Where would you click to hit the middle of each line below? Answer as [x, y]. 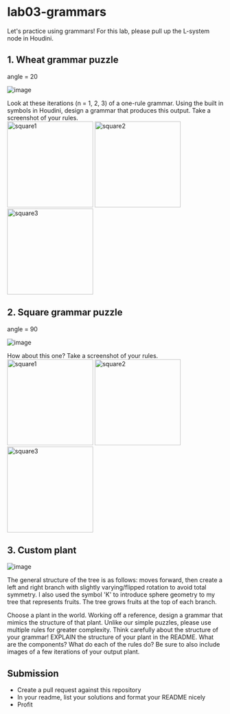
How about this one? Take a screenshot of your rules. [83, 355]
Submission [33, 673]
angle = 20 [22, 76]
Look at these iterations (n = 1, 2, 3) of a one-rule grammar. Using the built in [115, 103]
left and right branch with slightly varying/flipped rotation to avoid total [107, 588]
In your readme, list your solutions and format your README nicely [111, 698]
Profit [25, 704]
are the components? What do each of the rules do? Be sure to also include [114, 645]
